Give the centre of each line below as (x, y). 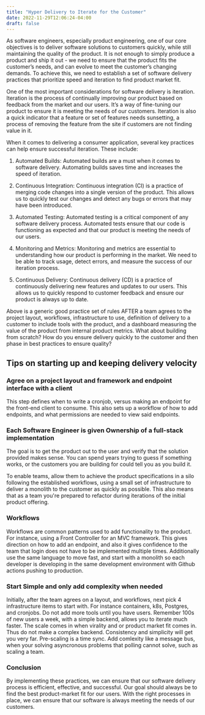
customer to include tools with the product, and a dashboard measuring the (102, 324)
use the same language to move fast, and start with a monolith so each (95, 557)
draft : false (23, 23)
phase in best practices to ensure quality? (59, 344)
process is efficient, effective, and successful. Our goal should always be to (102, 687)
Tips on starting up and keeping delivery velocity (102, 363)
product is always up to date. (52, 299)
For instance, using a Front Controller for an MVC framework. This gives (97, 538)
